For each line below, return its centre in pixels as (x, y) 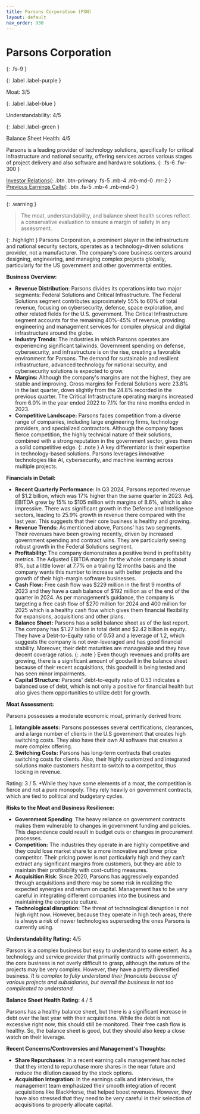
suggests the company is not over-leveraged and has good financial (98, 642)
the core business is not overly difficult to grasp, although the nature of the (98, 963)
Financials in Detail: (31, 478)
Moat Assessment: (30, 704)
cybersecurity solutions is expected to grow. (69, 371)
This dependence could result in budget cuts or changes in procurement (104, 832)
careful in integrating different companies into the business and (93, 896)
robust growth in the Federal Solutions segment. (74, 547)
